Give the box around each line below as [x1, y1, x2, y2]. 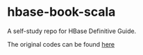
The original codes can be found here [7, 40, 115, 48]
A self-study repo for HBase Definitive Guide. [7, 27, 137, 35]
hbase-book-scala [7, 4, 116, 20]
